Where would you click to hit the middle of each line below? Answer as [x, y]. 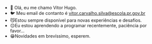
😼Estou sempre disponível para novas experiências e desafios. [76, 20]
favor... [17, 31]
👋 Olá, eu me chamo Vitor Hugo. [43, 8]
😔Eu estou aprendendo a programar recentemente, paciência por [78, 25]
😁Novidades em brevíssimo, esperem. [50, 36]
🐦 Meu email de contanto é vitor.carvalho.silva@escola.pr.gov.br [78, 13]
